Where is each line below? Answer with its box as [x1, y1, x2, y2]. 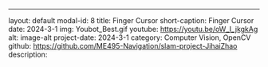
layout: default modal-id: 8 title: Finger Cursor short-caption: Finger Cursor [8, 16, 254, 25]
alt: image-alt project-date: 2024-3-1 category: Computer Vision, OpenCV [8, 33, 251, 42]
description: [8, 49, 48, 59]
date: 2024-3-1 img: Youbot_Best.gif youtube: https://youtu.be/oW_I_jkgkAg [8, 25, 258, 33]
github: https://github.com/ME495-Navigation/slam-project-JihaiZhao [8, 41, 238, 50]
